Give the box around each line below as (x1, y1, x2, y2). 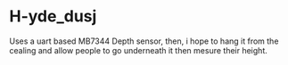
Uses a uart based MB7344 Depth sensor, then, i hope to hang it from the (9, 36, 279, 46)
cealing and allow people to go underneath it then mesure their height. (9, 45, 267, 55)
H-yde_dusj (9, 6, 97, 27)
